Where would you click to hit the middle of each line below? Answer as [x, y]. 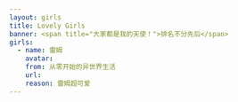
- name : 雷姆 [40, 51]
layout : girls [36, 17]
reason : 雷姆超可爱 [58, 83]
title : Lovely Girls [48, 26]
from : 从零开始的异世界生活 [70, 67]
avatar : [39, 59]
